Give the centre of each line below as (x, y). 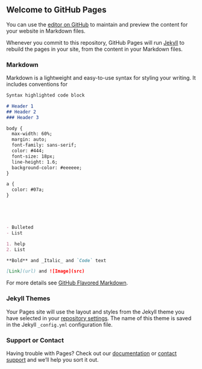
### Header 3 (23, 117)
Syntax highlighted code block (46, 95)
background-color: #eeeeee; (47, 168)
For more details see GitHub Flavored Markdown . (67, 283)
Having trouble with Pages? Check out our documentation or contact (91, 353)
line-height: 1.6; (35, 162)
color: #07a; (28, 190)
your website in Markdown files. (46, 31)
